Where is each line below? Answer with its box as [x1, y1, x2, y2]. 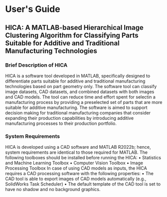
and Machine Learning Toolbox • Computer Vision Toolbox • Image [5, 160, 144, 166]
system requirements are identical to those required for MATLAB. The [5, 149, 148, 155]
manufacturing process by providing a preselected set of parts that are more [5, 99, 163, 105]
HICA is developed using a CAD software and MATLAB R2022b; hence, [5, 144, 151, 150]
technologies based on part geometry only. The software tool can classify [5, 83, 157, 89]
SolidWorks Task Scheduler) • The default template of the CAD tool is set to [5, 181, 161, 187]
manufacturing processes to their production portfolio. [5, 120, 117, 126]
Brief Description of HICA [5, 61, 68, 68]
